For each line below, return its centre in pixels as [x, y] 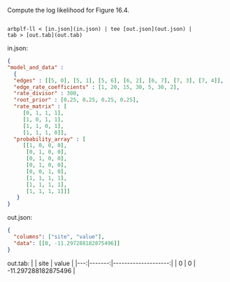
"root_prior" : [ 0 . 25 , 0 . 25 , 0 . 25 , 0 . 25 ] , [76, 100]
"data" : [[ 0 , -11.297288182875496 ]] [67, 243]
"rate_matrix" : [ [41, 107]
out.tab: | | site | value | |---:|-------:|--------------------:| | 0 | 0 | [101, 263]
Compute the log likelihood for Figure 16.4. [68, 10]
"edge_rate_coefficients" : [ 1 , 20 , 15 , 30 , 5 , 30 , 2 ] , [97, 87]
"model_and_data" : [36, 67]
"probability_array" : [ [50, 139]
